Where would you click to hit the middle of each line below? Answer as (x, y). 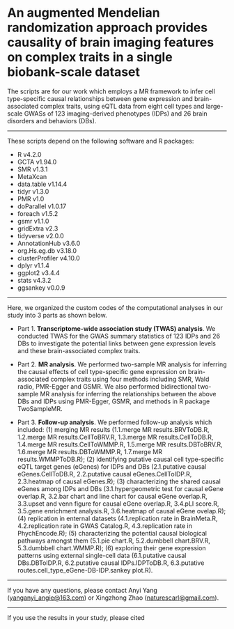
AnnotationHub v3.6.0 (49, 243)
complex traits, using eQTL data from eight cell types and (122, 106)
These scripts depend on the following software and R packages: (101, 141)
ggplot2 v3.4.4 (39, 272)
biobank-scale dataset (74, 72)
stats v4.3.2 (34, 280)
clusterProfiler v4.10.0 (48, 258)
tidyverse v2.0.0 (40, 235)
